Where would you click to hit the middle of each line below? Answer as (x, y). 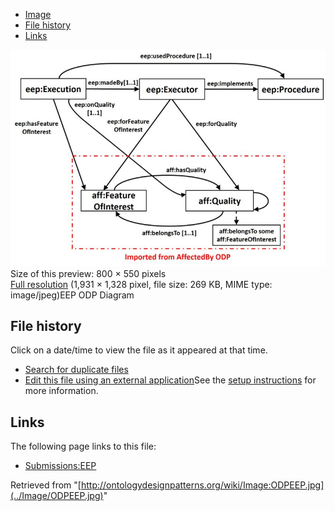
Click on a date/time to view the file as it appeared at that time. (139, 350)
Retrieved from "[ (46, 485)
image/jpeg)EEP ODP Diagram (72, 295)
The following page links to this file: (83, 446)
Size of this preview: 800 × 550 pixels (88, 273)
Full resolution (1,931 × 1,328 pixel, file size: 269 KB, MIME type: (141, 284)
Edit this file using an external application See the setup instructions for (170, 380)
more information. (61, 391)
